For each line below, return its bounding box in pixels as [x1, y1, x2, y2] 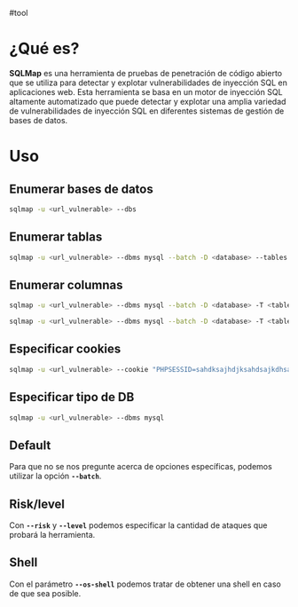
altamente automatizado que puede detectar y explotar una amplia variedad [9, 96, 286, 106]
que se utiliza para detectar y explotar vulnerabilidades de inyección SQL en [9, 77, 288, 88]
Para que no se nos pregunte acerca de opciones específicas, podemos [9, 461, 272, 472]
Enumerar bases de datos [9, 181, 153, 196]
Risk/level [9, 496, 65, 511]
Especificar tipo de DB [9, 390, 135, 405]
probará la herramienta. [9, 530, 96, 540]
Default [9, 438, 51, 453]
